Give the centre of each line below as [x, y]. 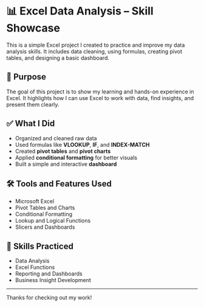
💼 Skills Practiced [40, 246]
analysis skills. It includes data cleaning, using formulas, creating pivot [94, 51]
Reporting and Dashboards [49, 274]
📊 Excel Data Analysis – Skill [80, 11]
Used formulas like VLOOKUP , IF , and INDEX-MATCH [82, 144]
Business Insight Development [53, 280]
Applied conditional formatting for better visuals [76, 157]
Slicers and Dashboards [45, 227]
